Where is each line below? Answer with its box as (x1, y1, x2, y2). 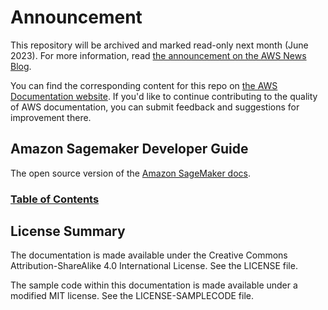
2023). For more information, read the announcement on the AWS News (10, 49, 307, 61)
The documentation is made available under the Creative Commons (10, 249, 288, 261)
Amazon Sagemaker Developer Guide (10, 141, 249, 158)
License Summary (10, 223, 126, 240)
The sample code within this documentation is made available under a (10, 279, 298, 291)
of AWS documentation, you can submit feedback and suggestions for (10, 101, 300, 113)
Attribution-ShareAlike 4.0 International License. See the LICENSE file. (10, 260, 298, 272)
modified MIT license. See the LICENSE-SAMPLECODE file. (10, 290, 254, 302)
